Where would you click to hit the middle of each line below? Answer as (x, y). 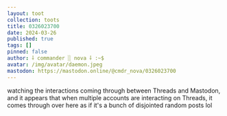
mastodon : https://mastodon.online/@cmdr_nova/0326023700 (92, 71)
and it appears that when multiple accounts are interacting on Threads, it (110, 97)
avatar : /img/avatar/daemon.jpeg (55, 65)
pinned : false (27, 52)
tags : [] (20, 45)
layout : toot (26, 13)
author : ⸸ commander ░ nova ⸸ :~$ (56, 58)
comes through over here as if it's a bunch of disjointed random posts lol (110, 105)
